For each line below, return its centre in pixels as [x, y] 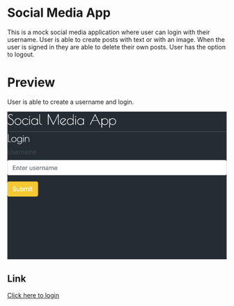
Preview [31, 83]
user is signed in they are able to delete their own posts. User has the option [117, 47]
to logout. [21, 54]
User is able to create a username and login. [71, 102]
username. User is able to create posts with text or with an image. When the [116, 39]
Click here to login [33, 296]
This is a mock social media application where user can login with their [109, 32]
